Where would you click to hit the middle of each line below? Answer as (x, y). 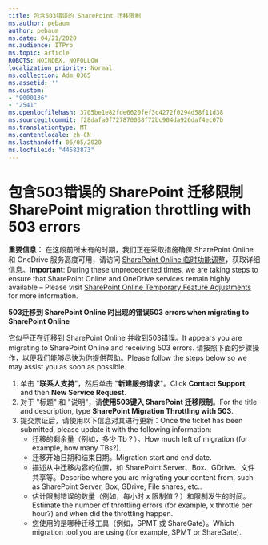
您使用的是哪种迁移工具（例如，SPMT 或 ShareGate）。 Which (133, 523)
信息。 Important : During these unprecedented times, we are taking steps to (133, 270)
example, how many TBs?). (76, 448)
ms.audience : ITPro (41, 46)
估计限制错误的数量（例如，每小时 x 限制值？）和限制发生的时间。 (141, 496)
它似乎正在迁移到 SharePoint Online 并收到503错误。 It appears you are (125, 338)
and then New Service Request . (73, 393)
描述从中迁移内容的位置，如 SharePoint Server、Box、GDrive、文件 (143, 468)
